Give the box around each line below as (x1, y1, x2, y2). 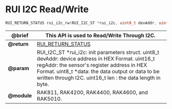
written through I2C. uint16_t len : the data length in (36, 74, 161, 81)
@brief (11, 32, 29, 39)
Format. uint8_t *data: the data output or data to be (36, 68, 160, 75)
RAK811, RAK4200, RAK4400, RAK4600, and (36, 89, 148, 96)
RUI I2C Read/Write (5, 4, 89, 15)
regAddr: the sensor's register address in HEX (36, 61, 147, 68)
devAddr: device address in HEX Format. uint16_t (36, 55, 155, 62)
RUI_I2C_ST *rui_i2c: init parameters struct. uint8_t (36, 48, 160, 56)
